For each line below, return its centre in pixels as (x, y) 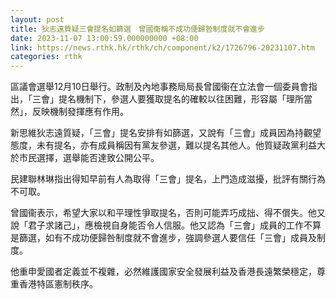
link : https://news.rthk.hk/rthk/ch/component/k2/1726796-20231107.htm (162, 47)
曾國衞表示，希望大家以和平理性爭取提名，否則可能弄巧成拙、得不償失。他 (163, 213)
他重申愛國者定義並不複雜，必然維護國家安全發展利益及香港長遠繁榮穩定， (163, 272)
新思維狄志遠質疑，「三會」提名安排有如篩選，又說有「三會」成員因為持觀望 (166, 133)
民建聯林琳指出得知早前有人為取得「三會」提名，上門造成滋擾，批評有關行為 (168, 179)
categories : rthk (46, 57)
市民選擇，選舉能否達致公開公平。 (89, 158)
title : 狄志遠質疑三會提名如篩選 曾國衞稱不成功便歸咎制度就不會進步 (137, 29)
